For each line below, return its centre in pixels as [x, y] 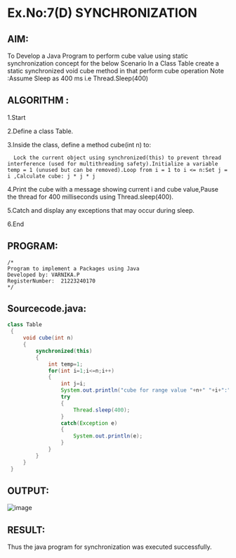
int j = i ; [73, 384]
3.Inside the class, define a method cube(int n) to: [79, 144]
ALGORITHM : [38, 100]
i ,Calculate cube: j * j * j [52, 176]
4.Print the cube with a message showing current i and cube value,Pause [113, 189]
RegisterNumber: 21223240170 [52, 281]
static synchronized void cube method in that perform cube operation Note [116, 71]
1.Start [17, 117]
